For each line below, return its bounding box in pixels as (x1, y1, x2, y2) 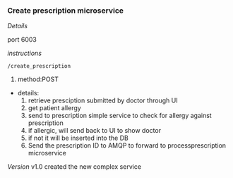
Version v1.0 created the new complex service (7, 162, 142, 171)
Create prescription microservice (7, 6, 124, 16)
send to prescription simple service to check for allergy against (28, 112, 212, 120)
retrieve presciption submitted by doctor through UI (28, 96, 178, 105)
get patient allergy (28, 104, 81, 112)
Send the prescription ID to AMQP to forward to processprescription (28, 141, 227, 150)
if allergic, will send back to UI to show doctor (28, 126, 161, 135)
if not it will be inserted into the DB (28, 133, 129, 143)
